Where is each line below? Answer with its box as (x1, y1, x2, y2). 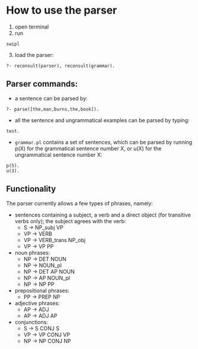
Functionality (6, 184, 56, 194)
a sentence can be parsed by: (14, 94, 88, 101)
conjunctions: (14, 318, 49, 325)
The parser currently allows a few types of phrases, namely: (6, 199, 153, 207)
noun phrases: (14, 249, 50, 256)
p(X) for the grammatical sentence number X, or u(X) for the (14, 145, 162, 152)
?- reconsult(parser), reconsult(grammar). (6, 63, 116, 69)
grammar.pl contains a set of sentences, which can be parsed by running (14, 138, 193, 145)
